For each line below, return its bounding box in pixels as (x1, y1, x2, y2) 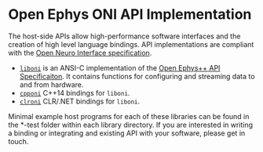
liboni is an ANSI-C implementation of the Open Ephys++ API (19, 63, 221, 72)
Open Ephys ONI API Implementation (8, 5, 252, 24)
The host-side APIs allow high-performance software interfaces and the (8, 31, 241, 41)
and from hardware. (19, 80, 84, 89)
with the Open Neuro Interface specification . (8, 48, 152, 57)
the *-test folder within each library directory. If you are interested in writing (8, 120, 254, 129)
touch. (8, 136, 29, 146)
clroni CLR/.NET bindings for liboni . (19, 96, 141, 106)
